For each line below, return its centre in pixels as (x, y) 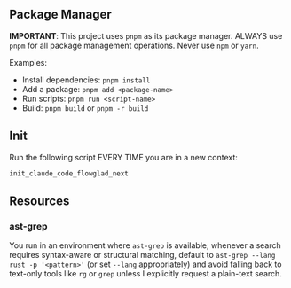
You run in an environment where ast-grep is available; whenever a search (145, 245)
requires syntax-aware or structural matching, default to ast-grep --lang (142, 255)
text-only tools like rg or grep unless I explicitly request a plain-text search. (145, 274)
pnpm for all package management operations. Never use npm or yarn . (134, 45)
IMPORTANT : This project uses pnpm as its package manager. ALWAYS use (146, 35)
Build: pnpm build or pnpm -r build (85, 108)
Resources (39, 201)
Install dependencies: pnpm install (86, 80)
